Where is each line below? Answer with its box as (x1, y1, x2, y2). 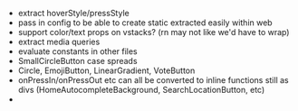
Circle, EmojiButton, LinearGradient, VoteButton (17, 65, 196, 76)
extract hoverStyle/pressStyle (17, 8, 130, 18)
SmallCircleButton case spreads (17, 56, 138, 66)
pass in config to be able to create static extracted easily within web (17, 17, 274, 28)
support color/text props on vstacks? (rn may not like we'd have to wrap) (17, 27, 290, 37)
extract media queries (17, 36, 101, 47)
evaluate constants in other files (17, 46, 138, 57)
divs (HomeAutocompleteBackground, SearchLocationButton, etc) (17, 85, 265, 95)
